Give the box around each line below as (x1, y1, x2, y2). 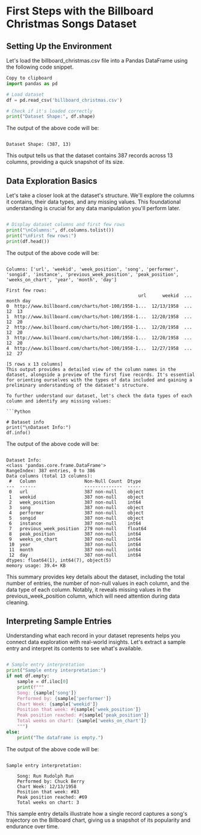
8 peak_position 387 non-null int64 (8, 531, 141, 537)
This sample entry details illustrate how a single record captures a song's (6, 810, 188, 817)
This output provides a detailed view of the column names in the (6, 366, 176, 372)
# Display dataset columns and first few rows (6, 222, 125, 228)
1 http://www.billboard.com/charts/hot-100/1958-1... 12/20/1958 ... (6, 313, 193, 320)
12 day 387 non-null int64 (8, 552, 141, 558)
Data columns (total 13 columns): (6, 473, 93, 479)
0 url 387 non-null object (8, 489, 144, 495)
